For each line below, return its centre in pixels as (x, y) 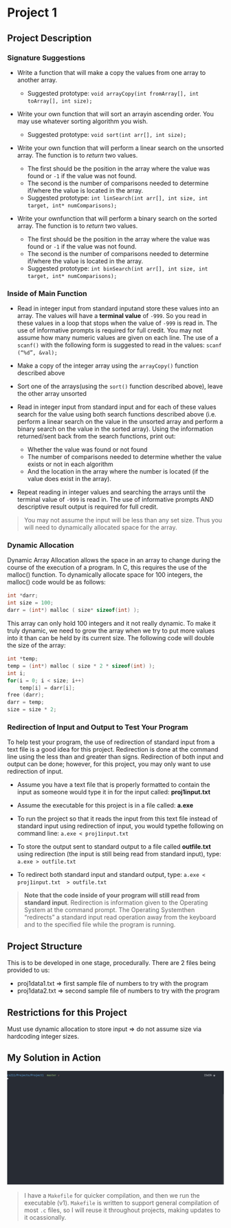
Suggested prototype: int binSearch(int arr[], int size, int (118, 268)
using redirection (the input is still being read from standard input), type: (119, 854)
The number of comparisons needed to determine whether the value (124, 457)
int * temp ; (23, 659)
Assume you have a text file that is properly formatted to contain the (113, 785)
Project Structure (45, 946)
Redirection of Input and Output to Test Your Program (98, 728)
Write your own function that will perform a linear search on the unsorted (120, 148)
